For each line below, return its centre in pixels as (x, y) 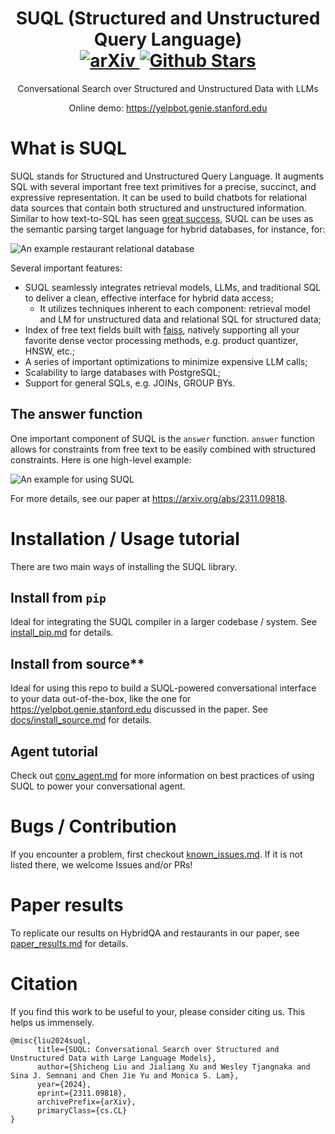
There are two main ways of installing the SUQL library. (124, 566)
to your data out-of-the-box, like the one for (101, 699)
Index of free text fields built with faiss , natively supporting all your (162, 329)
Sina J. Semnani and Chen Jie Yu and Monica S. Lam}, (125, 1075)
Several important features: (66, 268)
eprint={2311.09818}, (82, 1093)
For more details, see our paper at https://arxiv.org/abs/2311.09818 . (149, 498)
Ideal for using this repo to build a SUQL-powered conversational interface (163, 688)
